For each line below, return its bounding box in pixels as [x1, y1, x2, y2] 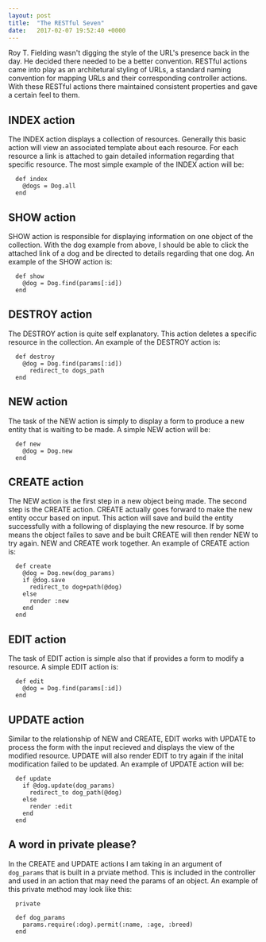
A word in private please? [8, 838, 137, 851]
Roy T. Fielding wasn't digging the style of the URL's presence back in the [8, 48, 250, 58]
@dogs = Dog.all [22, 182, 77, 191]
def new [15, 440, 41, 448]
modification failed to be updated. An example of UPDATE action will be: [8, 759, 245, 769]
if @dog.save [22, 577, 66, 585]
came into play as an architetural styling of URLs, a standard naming [8, 65, 232, 75]
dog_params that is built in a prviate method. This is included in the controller [8, 867, 256, 877]
